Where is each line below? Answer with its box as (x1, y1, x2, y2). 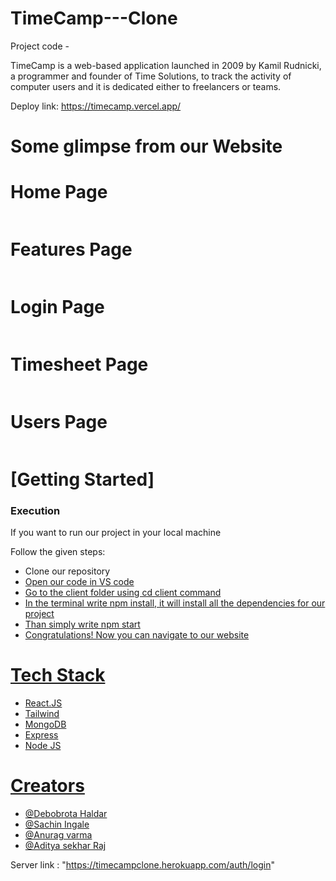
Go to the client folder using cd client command (24, 587, 222, 599)
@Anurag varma (24, 829, 93, 841)
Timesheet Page (10, 353, 149, 376)
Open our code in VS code (24, 576, 135, 588)
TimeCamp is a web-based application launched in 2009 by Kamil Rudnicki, (10, 59, 322, 71)
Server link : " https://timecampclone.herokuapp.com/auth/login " (10, 859, 275, 871)
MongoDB (24, 718, 67, 731)
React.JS (24, 697, 63, 709)
